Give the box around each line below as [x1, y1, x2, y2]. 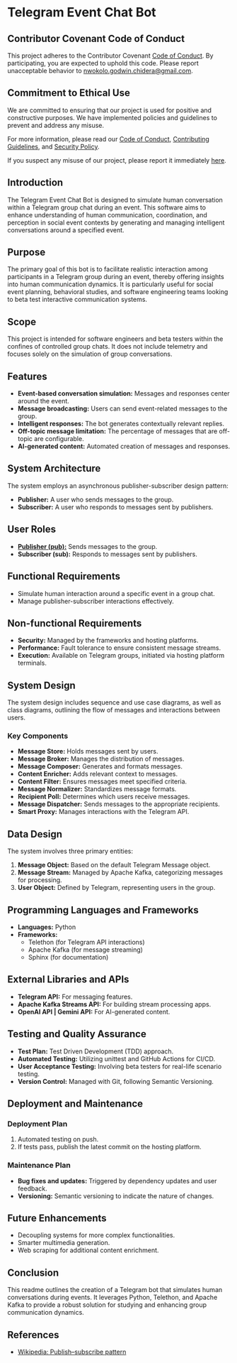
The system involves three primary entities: [7, 847, 133, 856]
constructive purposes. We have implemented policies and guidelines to [7, 113, 218, 121]
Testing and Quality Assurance [7, 1028, 146, 1041]
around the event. [17, 397, 69, 406]
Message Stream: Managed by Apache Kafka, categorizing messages [17, 868, 224, 877]
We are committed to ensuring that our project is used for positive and [7, 106, 212, 114]
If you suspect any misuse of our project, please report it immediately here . [7, 156, 226, 164]
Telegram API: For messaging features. [17, 992, 133, 1001]
